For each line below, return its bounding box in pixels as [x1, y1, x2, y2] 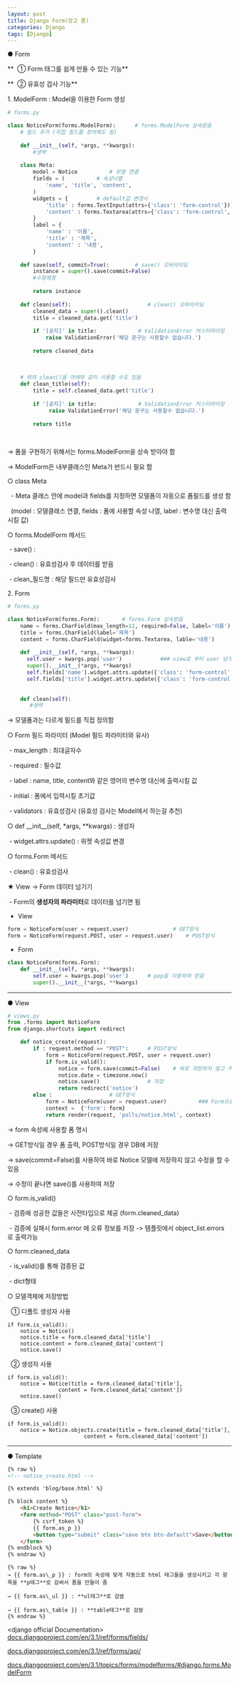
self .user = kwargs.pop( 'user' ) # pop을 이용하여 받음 [33, 972, 204, 979]
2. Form [7, 589, 31, 598]
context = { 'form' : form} [45, 1105, 126, 1112]
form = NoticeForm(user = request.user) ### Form [45, 1098, 224, 1105]
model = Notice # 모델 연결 [33, 168, 139, 175]
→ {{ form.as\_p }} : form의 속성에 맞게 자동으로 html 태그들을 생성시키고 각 [7, 1572, 220, 1579]
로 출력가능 [7, 1232, 38, 1241]
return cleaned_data [33, 347, 94, 354]
